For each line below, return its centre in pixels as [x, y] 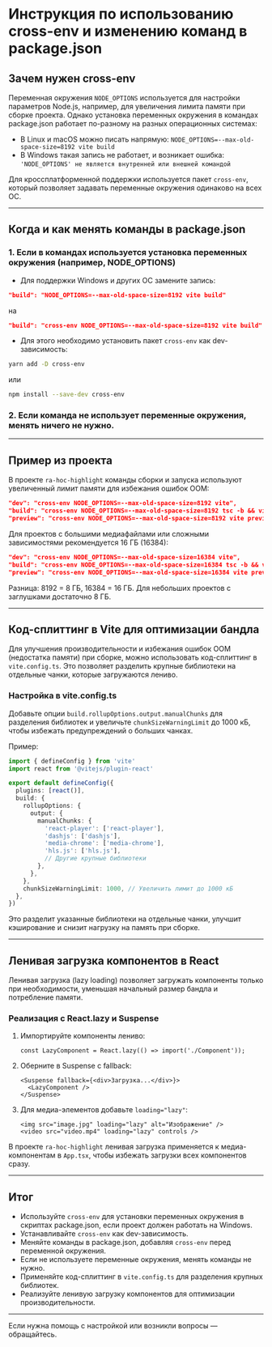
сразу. [19, 1164]
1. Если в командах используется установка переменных [128, 253]
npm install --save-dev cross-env [67, 395]
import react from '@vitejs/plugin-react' [81, 769]
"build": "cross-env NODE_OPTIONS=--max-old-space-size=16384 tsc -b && [134, 565]
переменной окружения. [63, 1251]
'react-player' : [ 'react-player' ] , [104, 828]
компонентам [32, 1155]
